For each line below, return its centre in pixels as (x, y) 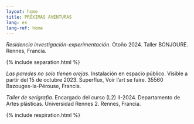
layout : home (22, 11)
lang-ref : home (25, 28)
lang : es (17, 22)
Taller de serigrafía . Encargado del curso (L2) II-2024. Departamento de (93, 98)
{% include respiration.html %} (43, 115)
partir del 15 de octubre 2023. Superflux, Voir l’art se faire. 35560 (85, 80)
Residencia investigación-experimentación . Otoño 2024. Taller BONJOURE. (97, 45)
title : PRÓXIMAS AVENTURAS (39, 17)
